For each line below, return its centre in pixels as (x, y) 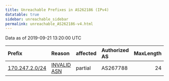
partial (83, 68)
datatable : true (22, 14)
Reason (60, 53)
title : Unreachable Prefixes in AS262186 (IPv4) (57, 10)
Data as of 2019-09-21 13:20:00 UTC (43, 38)
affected (86, 53)
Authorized (115, 50)
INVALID (61, 65)
